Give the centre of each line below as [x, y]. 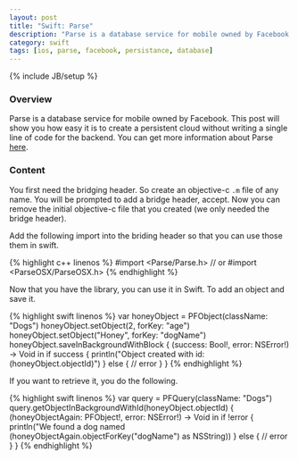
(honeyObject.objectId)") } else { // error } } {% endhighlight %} [126, 364]
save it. [22, 298]
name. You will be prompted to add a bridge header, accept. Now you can [145, 199]
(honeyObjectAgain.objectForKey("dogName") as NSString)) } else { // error [149, 436]
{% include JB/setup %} [54, 76]
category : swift [39, 42]
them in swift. [34, 245]
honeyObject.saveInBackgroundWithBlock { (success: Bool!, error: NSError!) [149, 344]
